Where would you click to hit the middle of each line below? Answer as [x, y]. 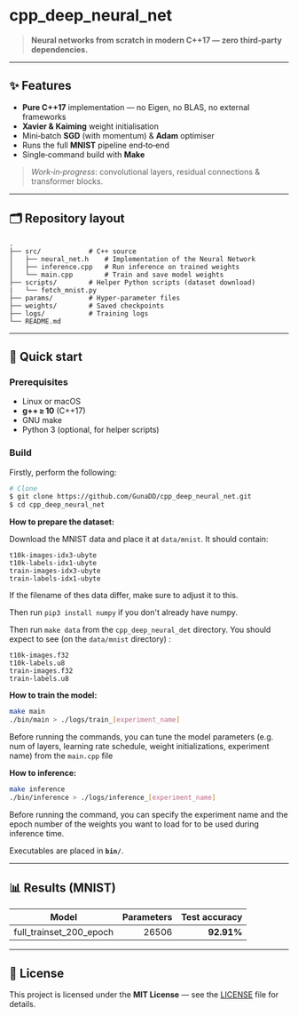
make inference [37, 789]
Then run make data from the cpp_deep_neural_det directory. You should [140, 630]
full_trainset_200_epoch [64, 932]
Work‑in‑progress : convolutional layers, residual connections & [145, 172]
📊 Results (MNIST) [63, 888]
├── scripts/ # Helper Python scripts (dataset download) [132, 282]
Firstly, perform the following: [63, 472]
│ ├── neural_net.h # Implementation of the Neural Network [132, 259]
